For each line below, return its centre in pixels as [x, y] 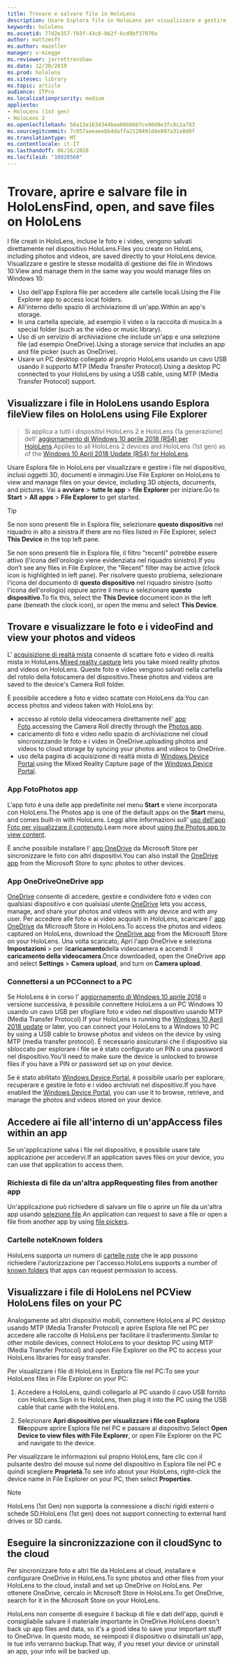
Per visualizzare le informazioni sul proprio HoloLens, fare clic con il [105, 1457]
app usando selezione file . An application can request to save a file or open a [117, 1215]
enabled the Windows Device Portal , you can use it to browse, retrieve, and [116, 1093]
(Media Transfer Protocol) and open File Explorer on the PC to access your [115, 1350]
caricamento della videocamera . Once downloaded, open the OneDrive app [116, 956]
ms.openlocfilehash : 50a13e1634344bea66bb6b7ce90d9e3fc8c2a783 [101, 124]
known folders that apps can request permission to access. [93, 1270]
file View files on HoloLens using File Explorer [107, 414]
